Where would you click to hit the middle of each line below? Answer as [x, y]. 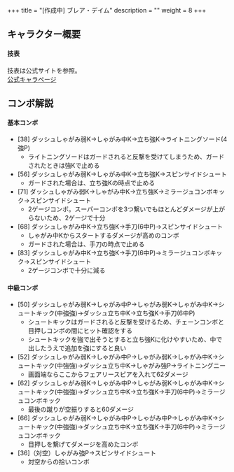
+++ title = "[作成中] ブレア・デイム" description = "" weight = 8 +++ [107, 10]
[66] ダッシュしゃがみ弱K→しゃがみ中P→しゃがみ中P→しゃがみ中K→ [118, 418]
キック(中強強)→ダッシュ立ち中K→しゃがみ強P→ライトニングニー [131, 366]
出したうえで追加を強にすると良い [77, 348]
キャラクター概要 [44, 35]
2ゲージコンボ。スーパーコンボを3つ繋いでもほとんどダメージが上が [126, 209]
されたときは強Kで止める [64, 166]
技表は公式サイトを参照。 [44, 70]
